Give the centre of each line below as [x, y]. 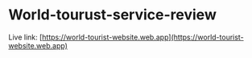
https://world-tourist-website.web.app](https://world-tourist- [143, 37]
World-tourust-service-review [113, 15]
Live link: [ [25, 37]
